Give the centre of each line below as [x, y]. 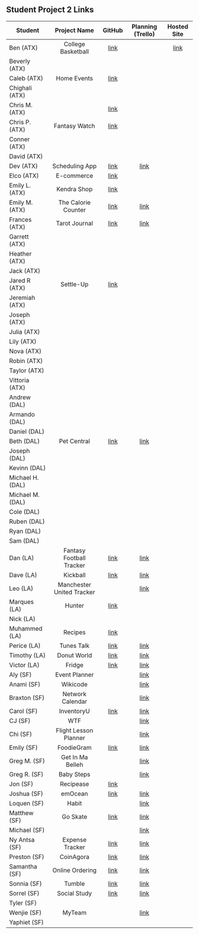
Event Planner [75, 675]
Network [75, 694]
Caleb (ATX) [26, 78]
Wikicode [74, 684]
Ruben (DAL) [27, 521]
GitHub [113, 30]
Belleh [75, 764]
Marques [22, 601]
